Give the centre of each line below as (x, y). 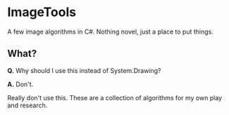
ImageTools (42, 12)
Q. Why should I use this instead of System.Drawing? (84, 70)
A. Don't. (20, 84)
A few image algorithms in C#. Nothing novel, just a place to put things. (110, 32)
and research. (27, 105)
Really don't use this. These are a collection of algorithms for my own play (115, 97)
